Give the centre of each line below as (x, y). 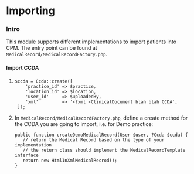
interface (27, 155)
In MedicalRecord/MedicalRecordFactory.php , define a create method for (101, 118)
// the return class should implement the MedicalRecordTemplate (104, 150)
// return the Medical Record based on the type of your (93, 140)
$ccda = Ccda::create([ (44, 81)
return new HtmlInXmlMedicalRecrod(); (70, 160)
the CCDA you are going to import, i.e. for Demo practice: (84, 124)
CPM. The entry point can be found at (52, 48)
